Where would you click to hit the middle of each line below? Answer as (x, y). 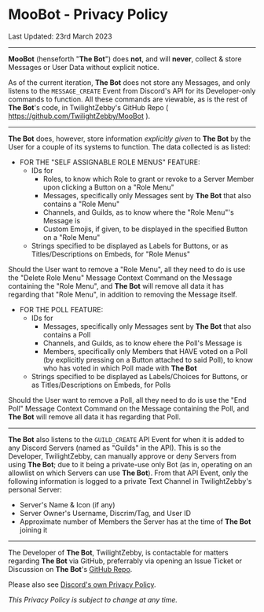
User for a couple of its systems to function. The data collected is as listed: (129, 146)
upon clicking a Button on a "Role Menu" (108, 187)
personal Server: (35, 489)
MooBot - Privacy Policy (88, 15)
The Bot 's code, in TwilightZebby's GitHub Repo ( (88, 107)
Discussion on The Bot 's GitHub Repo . (70, 569)
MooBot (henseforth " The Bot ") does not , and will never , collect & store (125, 59)
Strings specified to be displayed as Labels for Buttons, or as (130, 245)
